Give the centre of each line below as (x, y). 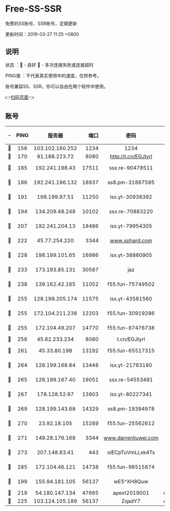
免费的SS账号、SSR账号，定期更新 (41, 23)
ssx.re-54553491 (131, 379)
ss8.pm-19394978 (131, 409)
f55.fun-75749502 (131, 284)
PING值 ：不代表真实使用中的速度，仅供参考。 (53, 75)
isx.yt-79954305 (131, 226)
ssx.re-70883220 (131, 211)
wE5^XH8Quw (131, 481)
